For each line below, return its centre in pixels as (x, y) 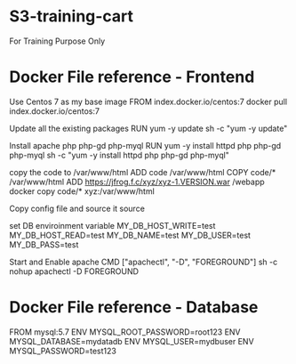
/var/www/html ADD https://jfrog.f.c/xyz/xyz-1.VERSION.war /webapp (137, 182)
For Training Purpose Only (57, 41)
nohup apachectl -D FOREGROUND (74, 271)
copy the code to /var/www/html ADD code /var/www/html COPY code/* (143, 172)
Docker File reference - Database (134, 307)
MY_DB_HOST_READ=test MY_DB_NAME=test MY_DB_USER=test (130, 235)
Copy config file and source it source (77, 208)
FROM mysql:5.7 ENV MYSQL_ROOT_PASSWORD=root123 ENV (125, 332)
